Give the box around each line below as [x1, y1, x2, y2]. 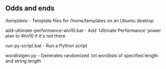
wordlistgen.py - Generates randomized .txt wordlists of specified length [5, 52, 158, 58]
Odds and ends [5, 4, 55, 13]
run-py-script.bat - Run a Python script [5, 43, 88, 49]
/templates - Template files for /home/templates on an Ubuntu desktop [5, 17, 154, 23]
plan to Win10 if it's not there [5, 32, 65, 39]
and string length [5, 58, 41, 64]
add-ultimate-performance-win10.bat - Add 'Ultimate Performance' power [5, 27, 161, 33]
